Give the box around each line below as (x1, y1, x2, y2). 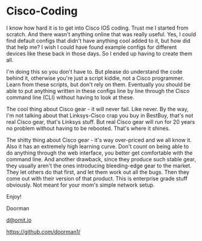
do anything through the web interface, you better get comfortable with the (6, 149, 193, 156)
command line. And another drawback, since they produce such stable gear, (6, 155, 197, 162)
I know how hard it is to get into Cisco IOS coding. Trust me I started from (6, 24, 189, 31)
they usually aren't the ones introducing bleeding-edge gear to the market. (6, 162, 192, 169)
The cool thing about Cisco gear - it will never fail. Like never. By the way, (6, 105, 189, 112)
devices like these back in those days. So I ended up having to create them (6, 50, 193, 57)
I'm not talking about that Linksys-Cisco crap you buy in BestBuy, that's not (6, 112, 194, 119)
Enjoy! (6, 193, 22, 200)
